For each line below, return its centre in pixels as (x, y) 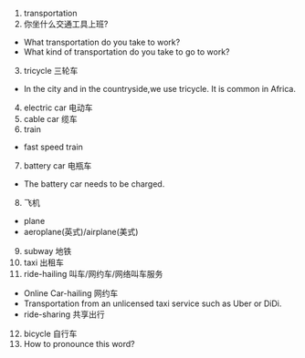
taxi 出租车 (44, 262)
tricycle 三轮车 (51, 71)
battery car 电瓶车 (58, 166)
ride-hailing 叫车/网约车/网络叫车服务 (93, 274)
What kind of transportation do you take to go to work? (127, 52)
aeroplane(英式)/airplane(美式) (81, 232)
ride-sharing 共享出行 (64, 314)
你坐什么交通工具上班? (66, 24)
